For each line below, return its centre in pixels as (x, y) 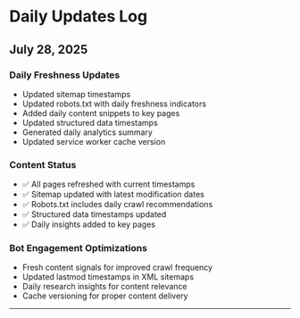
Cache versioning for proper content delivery (105, 296)
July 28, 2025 (49, 50)
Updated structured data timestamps (90, 122)
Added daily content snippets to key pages (101, 113)
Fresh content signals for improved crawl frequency (117, 268)
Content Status (43, 164)
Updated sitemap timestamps (76, 94)
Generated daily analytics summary (87, 132)
